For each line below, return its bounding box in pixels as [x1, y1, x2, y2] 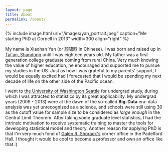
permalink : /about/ [5, 17, 46, 22]
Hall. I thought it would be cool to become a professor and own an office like [5, 136, 163, 142]
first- [139, 52, 150, 58]
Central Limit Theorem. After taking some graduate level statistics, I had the [5, 115, 161, 121]
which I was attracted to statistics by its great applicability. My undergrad [5, 93, 156, 99]
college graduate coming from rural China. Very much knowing [28, 57, 159, 63]
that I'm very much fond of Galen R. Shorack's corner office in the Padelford [5, 131, 163, 137]
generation [5, 57, 28, 63]
